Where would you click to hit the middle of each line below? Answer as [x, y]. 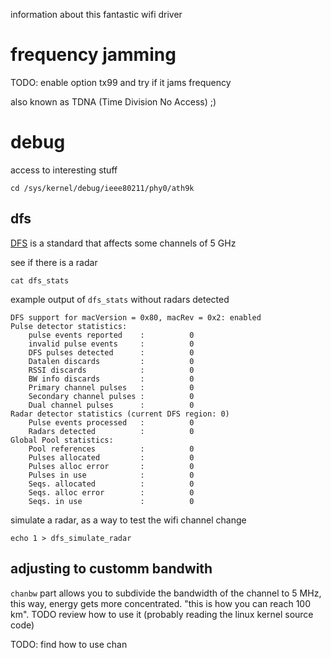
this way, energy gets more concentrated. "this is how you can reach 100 [161, 603]
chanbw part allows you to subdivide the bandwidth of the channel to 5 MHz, [166, 593]
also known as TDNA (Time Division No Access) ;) [113, 101]
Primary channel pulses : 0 [111, 387]
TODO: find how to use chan [69, 644]
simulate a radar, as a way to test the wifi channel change [128, 520]
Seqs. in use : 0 [111, 501]
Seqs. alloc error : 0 [111, 492]
